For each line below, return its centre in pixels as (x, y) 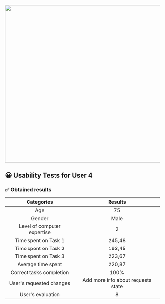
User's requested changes (40, 283)
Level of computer (40, 226)
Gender (40, 218)
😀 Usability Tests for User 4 (49, 175)
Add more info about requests (117, 280)
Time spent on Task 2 (40, 248)
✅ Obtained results (28, 189)
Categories (40, 202)
